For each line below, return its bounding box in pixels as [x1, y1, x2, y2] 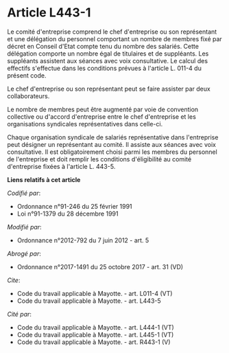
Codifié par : [7, 189, 41, 197]
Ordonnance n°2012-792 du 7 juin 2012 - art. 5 [16, 236, 149, 244]
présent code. [7, 71, 47, 80]
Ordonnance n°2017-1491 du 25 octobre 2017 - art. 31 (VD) [16, 262, 184, 271]
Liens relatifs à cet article [7, 175, 81, 183]
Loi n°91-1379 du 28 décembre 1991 [16, 209, 119, 218]
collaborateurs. [7, 91, 50, 100]
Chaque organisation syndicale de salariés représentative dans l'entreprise [7, 133, 219, 141]
